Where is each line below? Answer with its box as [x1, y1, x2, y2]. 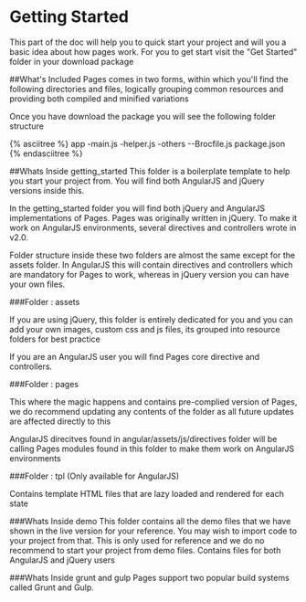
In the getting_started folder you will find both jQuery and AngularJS [9, 203, 266, 214]
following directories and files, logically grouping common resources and [9, 83, 284, 94]
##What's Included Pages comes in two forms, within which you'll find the [9, 73, 290, 84]
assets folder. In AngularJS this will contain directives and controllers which [9, 259, 294, 270]
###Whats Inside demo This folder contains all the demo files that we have [9, 515, 291, 526]
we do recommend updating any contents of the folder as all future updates [9, 406, 294, 417]
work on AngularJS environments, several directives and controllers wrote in [9, 222, 297, 233]
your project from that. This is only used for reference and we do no [9, 534, 265, 545]
